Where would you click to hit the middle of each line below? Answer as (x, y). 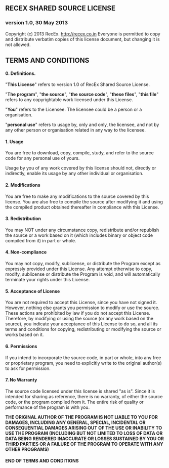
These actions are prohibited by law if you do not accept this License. (78, 313)
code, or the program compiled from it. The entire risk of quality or (75, 402)
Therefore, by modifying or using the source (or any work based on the (79, 319)
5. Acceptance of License (33, 291)
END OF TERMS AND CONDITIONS (42, 461)
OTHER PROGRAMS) (27, 449)
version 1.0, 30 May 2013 (37, 23)
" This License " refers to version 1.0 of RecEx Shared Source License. (78, 84)
